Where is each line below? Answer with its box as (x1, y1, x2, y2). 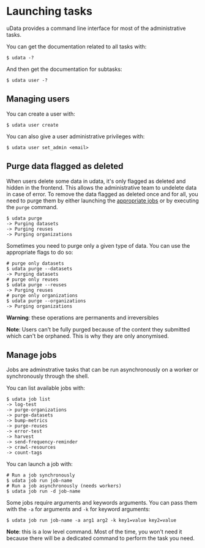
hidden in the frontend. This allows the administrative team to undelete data (6, 183, 197, 191)
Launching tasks (6, 4, 93, 18)
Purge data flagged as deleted (6, 161, 124, 172)
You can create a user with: (6, 110, 75, 117)
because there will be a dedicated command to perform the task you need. (6, 535, 195, 542)
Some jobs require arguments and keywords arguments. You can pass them (6, 499, 198, 506)
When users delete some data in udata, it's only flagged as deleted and (6, 177, 186, 185)
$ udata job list (6, 396, 51, 402)
